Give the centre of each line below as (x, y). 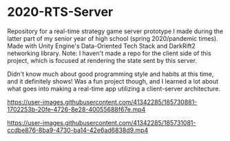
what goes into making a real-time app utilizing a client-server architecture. (114, 88)
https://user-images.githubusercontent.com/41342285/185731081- (102, 122)
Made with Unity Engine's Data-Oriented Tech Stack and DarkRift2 (102, 46)
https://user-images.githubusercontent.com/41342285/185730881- (102, 102)
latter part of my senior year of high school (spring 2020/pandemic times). (113, 38)
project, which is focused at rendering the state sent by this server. (102, 60)
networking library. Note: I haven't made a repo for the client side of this (109, 53)
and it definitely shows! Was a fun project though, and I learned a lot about (113, 81)
